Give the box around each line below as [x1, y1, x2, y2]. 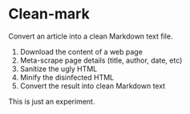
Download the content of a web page [19, 47, 143, 56]
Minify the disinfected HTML [19, 72, 115, 82]
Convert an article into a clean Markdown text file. [8, 31, 173, 41]
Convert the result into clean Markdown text [19, 81, 166, 91]
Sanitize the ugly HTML [19, 63, 98, 73]
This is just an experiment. [8, 96, 95, 106]
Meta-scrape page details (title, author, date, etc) [19, 55, 183, 65]
